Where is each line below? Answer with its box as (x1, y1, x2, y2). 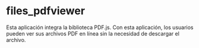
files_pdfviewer (6, 4, 85, 18)
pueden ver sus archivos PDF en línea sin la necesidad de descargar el (6, 30, 180, 37)
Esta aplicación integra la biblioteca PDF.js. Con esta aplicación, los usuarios (6, 24, 194, 31)
